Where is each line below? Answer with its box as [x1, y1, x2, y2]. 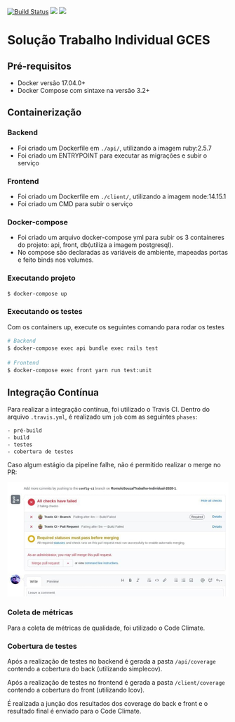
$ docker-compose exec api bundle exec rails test [7, 345, 159, 352]
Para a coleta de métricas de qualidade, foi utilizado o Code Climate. [7, 623, 206, 632]
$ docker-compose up [7, 290, 68, 297]
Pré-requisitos [7, 60, 72, 72]
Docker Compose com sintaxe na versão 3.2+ [17, 87, 150, 94]
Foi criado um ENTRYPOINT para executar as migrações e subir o [17, 151, 208, 160]
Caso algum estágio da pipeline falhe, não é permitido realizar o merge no [7, 460, 221, 469]
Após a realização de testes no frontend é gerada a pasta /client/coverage [7, 678, 226, 686]
